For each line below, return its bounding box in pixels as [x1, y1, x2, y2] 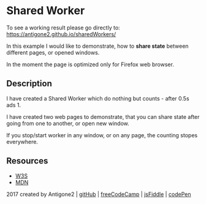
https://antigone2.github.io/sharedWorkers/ [6, 30, 116, 37]
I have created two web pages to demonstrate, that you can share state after [6, 113, 200, 120]
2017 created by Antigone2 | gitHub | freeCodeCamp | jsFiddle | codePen [6, 191, 191, 198]
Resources [6, 156, 48, 166]
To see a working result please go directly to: [6, 24, 121, 31]
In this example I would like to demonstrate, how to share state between [6, 42, 189, 50]
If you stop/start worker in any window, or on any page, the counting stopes [6, 131, 198, 138]
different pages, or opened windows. [6, 48, 100, 56]
